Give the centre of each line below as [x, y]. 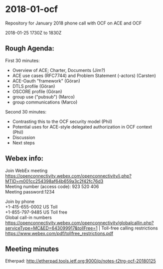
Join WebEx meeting [26, 170]
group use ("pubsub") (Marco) [44, 96]
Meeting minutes [32, 249]
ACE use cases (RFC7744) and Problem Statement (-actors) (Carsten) [84, 75]
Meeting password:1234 [30, 191]
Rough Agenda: [30, 48]
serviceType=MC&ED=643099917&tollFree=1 [52, 228]
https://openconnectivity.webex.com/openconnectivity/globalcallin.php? [80, 222]
